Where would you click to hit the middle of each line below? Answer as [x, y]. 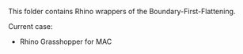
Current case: [30, 26]
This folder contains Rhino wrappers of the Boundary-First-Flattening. [122, 11]
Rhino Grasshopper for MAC [66, 41]
